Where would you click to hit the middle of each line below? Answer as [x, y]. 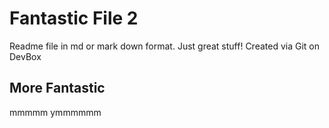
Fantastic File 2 [74, 18]
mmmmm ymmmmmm [55, 112]
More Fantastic [57, 88]
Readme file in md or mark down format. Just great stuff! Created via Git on [165, 46]
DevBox [25, 56]
